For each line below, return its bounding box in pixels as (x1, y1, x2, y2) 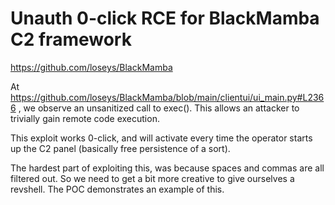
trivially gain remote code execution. (10, 112, 160, 124)
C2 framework (10, 28, 132, 51)
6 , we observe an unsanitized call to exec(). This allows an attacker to (10, 102, 300, 114)
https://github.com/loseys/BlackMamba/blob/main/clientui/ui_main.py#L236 (10, 91, 325, 103)
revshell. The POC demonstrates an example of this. (10, 183, 225, 195)
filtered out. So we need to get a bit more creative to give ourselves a (10, 172, 295, 184)
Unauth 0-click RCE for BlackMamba (10, 7, 320, 30)
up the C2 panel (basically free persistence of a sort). (10, 142, 231, 154)
